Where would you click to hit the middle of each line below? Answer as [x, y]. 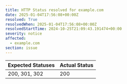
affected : [16, 39]
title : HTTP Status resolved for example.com [54, 10]
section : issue [21, 48]
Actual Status [76, 65]
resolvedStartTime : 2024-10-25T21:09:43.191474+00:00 [64, 29]
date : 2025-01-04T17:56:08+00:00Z [42, 15]
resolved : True [21, 19]
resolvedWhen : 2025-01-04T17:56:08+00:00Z [51, 24]
